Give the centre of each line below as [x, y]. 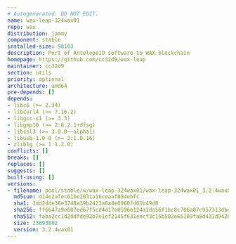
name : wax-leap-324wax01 [44, 20]
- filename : [25, 191]
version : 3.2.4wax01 [44, 229]
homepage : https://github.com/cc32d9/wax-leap [77, 60]
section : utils [29, 72]
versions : [22, 184]
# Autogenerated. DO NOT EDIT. [53, 14]
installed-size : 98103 [40, 46]
